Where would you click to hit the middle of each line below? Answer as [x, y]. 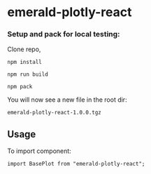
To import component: [39, 151]
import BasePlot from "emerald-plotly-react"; [76, 164]
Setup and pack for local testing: [64, 34]
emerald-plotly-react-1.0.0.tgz [54, 113]
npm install [24, 62]
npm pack [20, 87]
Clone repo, [24, 49]
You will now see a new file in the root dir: [67, 100]
